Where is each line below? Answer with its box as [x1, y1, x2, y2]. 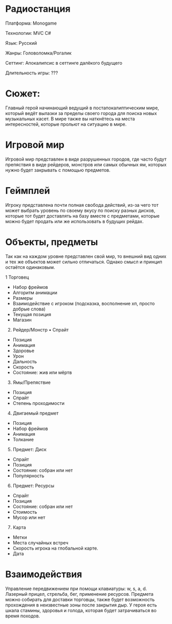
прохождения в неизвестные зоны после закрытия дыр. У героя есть [5, 601, 157, 608]
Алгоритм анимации [12, 289, 58, 296]
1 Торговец [5, 274, 29, 280]
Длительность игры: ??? [5, 70, 58, 76]
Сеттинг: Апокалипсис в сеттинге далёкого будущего [5, 60, 123, 66]
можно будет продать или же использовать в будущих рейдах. [5, 218, 144, 224]
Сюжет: [5, 88, 40, 100]
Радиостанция [5, 3, 71, 15]
